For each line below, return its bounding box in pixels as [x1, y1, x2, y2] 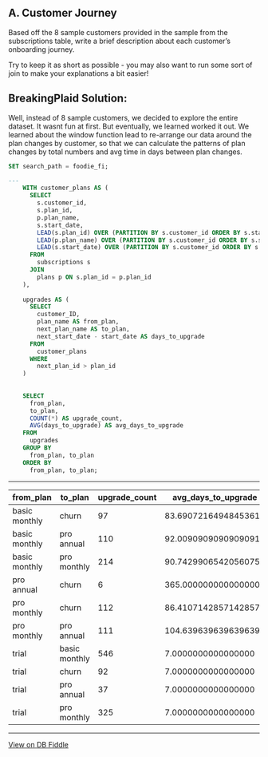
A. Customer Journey [8, 6, 117, 20]
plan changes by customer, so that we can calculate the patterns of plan [8, 138, 246, 148]
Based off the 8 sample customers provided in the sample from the [8, 27, 229, 37]
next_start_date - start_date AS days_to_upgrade [37, 332, 205, 340]
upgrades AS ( [22, 295, 69, 303]
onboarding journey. [8, 44, 75, 54]
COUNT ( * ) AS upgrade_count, [29, 414, 124, 422]
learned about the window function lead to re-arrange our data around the [8, 129, 253, 139]
